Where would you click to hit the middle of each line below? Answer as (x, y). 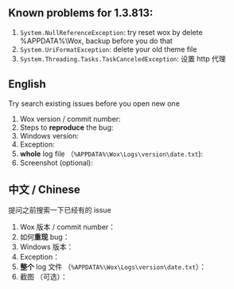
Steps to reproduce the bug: (66, 127)
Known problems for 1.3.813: (81, 13)
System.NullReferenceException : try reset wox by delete (111, 32)
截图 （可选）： (43, 277)
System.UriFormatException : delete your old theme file (108, 49)
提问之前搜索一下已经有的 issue (60, 210)
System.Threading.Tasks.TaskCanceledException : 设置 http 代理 (123, 58)
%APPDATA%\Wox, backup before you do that (96, 41)
